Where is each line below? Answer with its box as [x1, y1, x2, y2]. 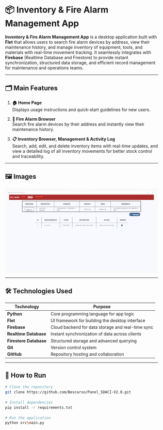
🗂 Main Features [5, 84, 58, 93]
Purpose [93, 304, 111, 310]
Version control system [50, 344, 97, 350]
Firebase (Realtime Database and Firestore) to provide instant [5, 54, 129, 60]
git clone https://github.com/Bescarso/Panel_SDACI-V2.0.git [5, 390, 131, 395]
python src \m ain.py [5, 420, 45, 425]
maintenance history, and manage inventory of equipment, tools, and [5, 44, 143, 50]
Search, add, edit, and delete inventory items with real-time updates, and [12, 143, 158, 149]
